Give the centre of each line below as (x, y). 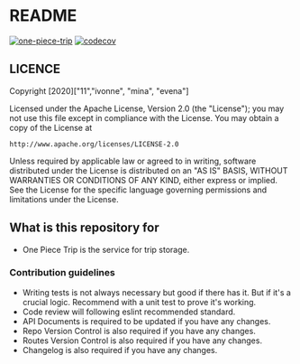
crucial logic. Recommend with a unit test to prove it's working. (139, 302)
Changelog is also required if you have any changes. (120, 350)
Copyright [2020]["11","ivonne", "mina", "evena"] (99, 90)
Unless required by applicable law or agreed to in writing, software (133, 161)
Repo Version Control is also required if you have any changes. (139, 331)
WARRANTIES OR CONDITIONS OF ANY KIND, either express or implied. (143, 180)
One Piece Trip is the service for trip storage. (106, 249)
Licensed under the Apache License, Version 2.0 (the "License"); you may (147, 108)
